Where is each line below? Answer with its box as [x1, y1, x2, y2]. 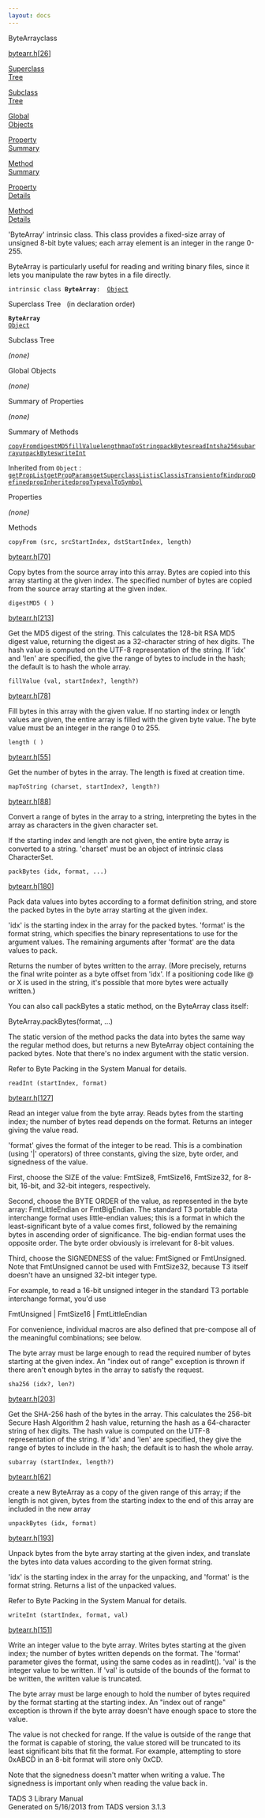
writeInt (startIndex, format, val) [8, 1611, 129, 1619]
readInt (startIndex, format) [8, 1079, 108, 1087]
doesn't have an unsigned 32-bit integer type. [8, 1270, 158, 1280]
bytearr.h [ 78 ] [8, 691, 51, 700]
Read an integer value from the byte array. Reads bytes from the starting [8, 1108, 244, 1118]
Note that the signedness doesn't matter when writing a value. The [8, 1770, 226, 1779]
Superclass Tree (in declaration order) [8, 299, 136, 309]
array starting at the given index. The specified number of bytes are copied [8, 575, 252, 585]
